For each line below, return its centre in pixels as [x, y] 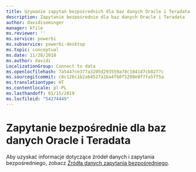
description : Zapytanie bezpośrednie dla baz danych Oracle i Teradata [95, 17]
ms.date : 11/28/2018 [31, 55]
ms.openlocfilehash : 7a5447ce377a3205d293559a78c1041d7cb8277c [85, 72]
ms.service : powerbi [31, 39]
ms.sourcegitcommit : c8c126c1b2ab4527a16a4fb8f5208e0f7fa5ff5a [85, 77]
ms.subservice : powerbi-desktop [45, 45]
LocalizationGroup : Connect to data [51, 66]
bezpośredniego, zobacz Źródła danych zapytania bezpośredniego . [88, 163]
